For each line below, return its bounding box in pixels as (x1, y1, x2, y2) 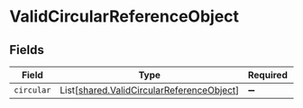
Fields (9, 42, 45, 58)
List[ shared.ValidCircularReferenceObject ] (60, 84, 240, 96)
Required (247, 69, 289, 81)
